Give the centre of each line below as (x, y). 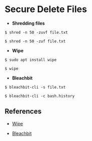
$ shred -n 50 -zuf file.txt (35, 41)
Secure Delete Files (46, 9)
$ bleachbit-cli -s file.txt (35, 87)
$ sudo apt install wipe (31, 60)
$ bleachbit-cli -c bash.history (40, 96)
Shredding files (28, 23)
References (23, 112)
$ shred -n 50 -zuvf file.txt (36, 32)
